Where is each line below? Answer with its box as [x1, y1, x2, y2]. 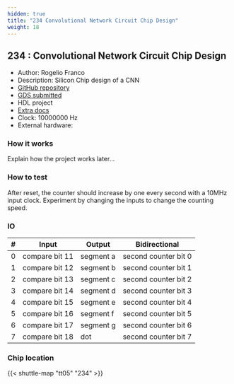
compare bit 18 [22, 332, 74, 342]
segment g [80, 320, 117, 330]
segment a [80, 252, 116, 262]
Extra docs [17, 106, 49, 115]
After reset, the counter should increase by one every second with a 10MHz [7, 188, 228, 197]
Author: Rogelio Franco [17, 69, 85, 77]
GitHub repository [17, 83, 70, 92]
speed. [7, 203, 28, 212]
